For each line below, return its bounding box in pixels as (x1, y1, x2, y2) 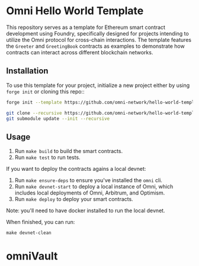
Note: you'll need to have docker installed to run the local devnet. (6, 207, 165, 214)
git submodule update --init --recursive (6, 115, 110, 122)
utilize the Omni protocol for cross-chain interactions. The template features (6, 36, 191, 43)
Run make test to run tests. (14, 154, 81, 161)
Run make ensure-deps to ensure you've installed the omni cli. (14, 177, 163, 184)
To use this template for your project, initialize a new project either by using (6, 82, 190, 89)
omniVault (6, 249, 58, 263)
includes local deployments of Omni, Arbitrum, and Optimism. (14, 189, 165, 196)
